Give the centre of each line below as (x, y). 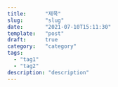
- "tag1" (26, 60)
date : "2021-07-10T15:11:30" (59, 27)
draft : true (33, 40)
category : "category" (42, 46)
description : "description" (48, 72)
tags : (15, 53)
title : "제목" (34, 14)
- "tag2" (26, 66)
